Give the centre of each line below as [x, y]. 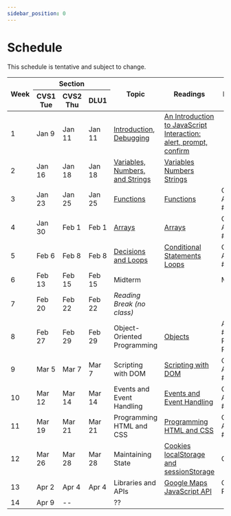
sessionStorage [189, 471]
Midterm [128, 279]
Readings [189, 94]
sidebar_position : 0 [37, 13]
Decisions [130, 251]
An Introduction [189, 116]
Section [71, 83]
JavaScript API [188, 491]
